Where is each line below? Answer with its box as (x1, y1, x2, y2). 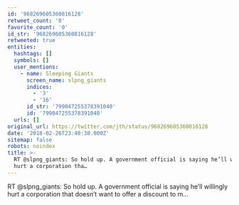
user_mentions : (14, 63, 59, 70)
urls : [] (14, 116, 40, 123)
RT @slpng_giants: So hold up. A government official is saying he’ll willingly (7, 182, 228, 191)
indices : (26, 83, 53, 90)
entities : (7, 43, 37, 51)
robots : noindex (7, 143, 55, 150)
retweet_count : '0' (7, 17, 65, 24)
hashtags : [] (14, 51, 53, 58)
